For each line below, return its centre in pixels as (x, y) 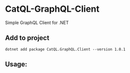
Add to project (27, 38)
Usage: (16, 64)
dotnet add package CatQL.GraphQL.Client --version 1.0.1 (65, 49)
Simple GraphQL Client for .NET (37, 23)
